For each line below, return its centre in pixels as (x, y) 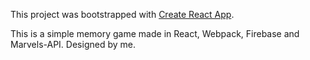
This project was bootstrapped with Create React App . (122, 14)
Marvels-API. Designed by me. (73, 44)
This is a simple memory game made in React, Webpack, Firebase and (155, 33)
